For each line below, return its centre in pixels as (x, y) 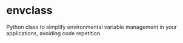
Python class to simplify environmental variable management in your (92, 27)
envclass (29, 10)
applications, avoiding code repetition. (54, 33)
